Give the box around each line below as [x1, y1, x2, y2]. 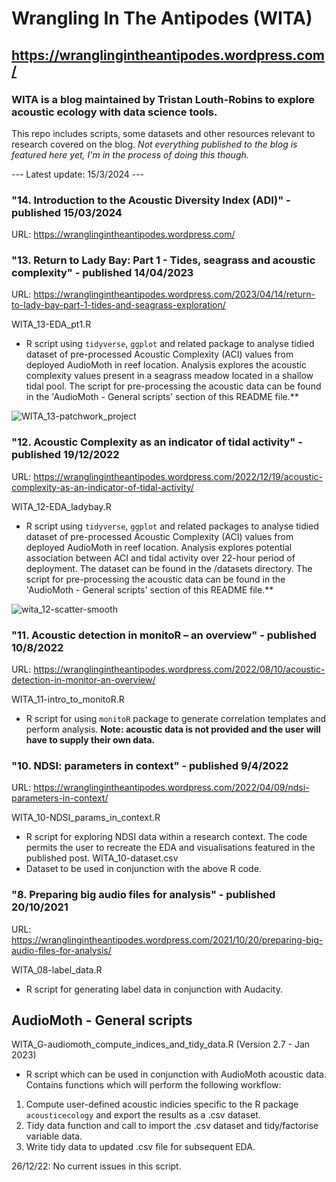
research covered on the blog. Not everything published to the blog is [11, 138, 298, 150]
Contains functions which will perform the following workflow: [25, 1079, 282, 1091]
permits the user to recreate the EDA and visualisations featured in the [25, 842, 316, 854]
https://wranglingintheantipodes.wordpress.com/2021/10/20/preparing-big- [11, 933, 324, 946]
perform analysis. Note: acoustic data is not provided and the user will [25, 723, 321, 736]
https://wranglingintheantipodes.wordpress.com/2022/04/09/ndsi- [33, 782, 310, 794]
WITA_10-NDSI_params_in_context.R [11, 812, 161, 824]
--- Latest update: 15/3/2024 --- [11, 168, 145, 180]
